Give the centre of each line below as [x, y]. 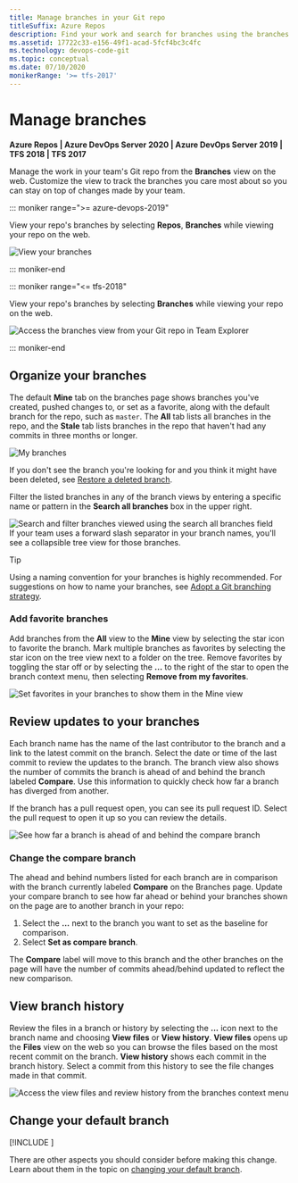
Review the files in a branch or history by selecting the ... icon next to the [144, 1028]
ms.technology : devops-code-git [69, 51]
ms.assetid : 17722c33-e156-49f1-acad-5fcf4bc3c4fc [105, 42]
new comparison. [41, 978]
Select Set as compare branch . [80, 942]
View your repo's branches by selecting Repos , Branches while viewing [141, 225]
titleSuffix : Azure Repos [57, 26]
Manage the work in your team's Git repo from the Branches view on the [143, 171]
